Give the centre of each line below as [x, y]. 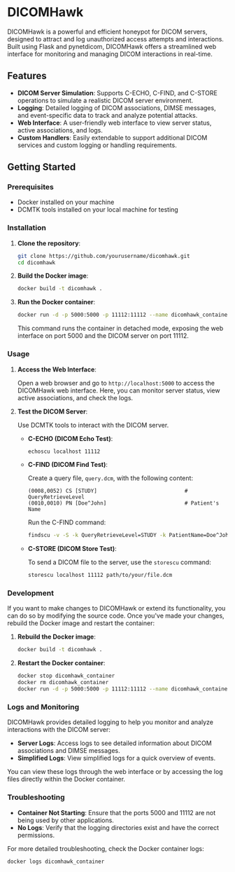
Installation [27, 228]
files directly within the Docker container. [66, 779]
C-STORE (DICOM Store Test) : [72, 549]
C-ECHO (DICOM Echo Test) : [70, 438]
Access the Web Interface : [57, 369]
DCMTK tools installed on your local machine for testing [98, 210]
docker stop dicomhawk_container [66, 676]
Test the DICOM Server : [52, 411]
